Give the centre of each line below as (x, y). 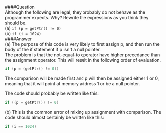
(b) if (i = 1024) (23, 33)
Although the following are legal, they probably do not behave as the (75, 12)
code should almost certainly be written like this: (55, 117)
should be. (16, 23)
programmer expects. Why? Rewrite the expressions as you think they (77, 18)
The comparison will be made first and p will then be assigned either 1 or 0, (82, 78)
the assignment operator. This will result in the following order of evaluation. (83, 60)
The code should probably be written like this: (52, 93)
